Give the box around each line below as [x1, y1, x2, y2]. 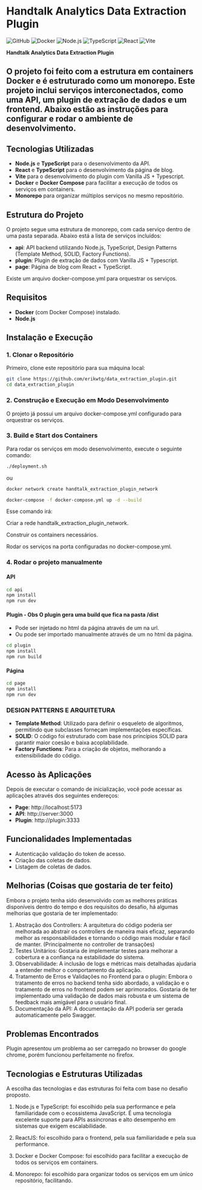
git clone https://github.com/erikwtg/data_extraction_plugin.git [6, 376, 177, 382]
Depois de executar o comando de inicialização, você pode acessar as [6, 785, 183, 793]
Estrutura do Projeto [6, 210, 84, 220]
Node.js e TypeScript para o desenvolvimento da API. [15, 160, 151, 167]
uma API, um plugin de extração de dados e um [6, 95, 187, 105]
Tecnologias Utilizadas [6, 144, 94, 154]
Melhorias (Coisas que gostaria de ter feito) [6, 881, 174, 891]
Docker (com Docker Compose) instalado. [15, 308, 121, 316]
